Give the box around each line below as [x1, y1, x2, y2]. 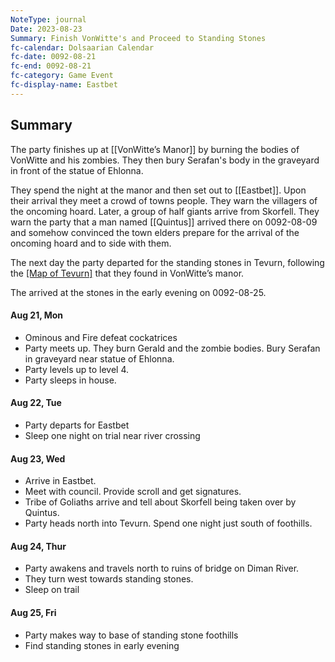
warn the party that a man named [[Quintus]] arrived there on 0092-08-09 [10, 216, 318, 228]
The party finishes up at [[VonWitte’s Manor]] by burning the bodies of [10, 143, 300, 155]
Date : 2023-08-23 [10, 24, 83, 34]
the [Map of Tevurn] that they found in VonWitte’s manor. [10, 267, 245, 279]
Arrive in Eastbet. [24, 475, 97, 487]
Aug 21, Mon [10, 309, 64, 321]
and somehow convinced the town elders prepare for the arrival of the [10, 226, 300, 238]
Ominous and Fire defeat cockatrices [24, 331, 178, 343]
